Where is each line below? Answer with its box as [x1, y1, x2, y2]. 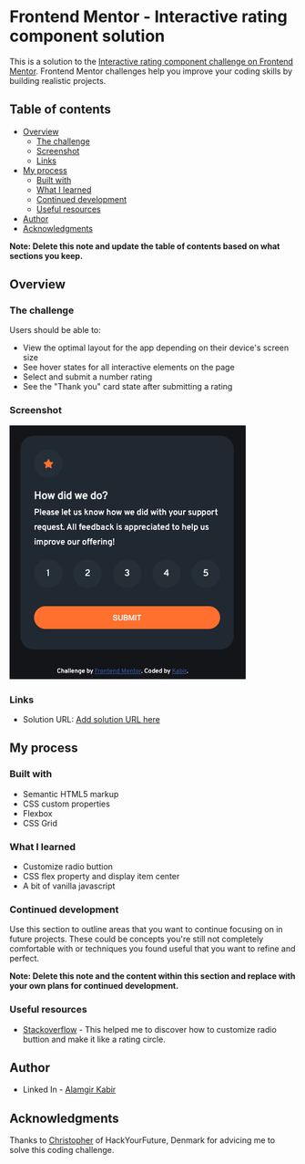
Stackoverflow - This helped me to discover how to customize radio [22, 1024, 278, 1034]
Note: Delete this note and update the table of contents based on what [9, 240, 280, 252]
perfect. [9, 953, 39, 964]
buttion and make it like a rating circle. [22, 1034, 166, 1044]
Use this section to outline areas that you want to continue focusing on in [9, 924, 284, 935]
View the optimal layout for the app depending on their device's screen [22, 342, 290, 353]
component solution [9, 26, 166, 47]
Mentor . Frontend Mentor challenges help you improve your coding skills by [9, 66, 293, 77]
